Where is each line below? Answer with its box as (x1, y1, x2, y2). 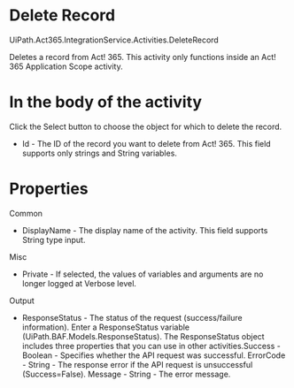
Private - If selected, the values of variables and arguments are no (21, 269, 264, 279)
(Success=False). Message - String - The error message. (21, 369, 231, 379)
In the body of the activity (9, 92, 202, 112)
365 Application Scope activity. (9, 61, 124, 72)
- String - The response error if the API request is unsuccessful (21, 359, 253, 369)
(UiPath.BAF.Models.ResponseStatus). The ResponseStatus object (21, 331, 265, 341)
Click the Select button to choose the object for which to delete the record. (9, 121, 282, 132)
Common (9, 208, 43, 218)
